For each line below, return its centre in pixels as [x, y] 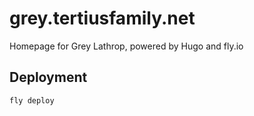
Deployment [48, 77]
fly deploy [32, 100]
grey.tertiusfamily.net [102, 18]
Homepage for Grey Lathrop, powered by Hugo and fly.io [126, 46]
